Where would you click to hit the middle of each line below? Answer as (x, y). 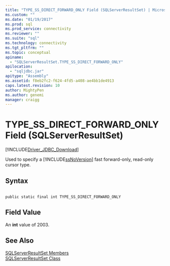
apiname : (14, 57)
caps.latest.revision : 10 (32, 85)
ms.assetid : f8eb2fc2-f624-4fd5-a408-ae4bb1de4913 (60, 81)
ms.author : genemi (25, 95)
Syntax (17, 181)
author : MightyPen (25, 90)
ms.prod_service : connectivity (38, 29)
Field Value (23, 212)
